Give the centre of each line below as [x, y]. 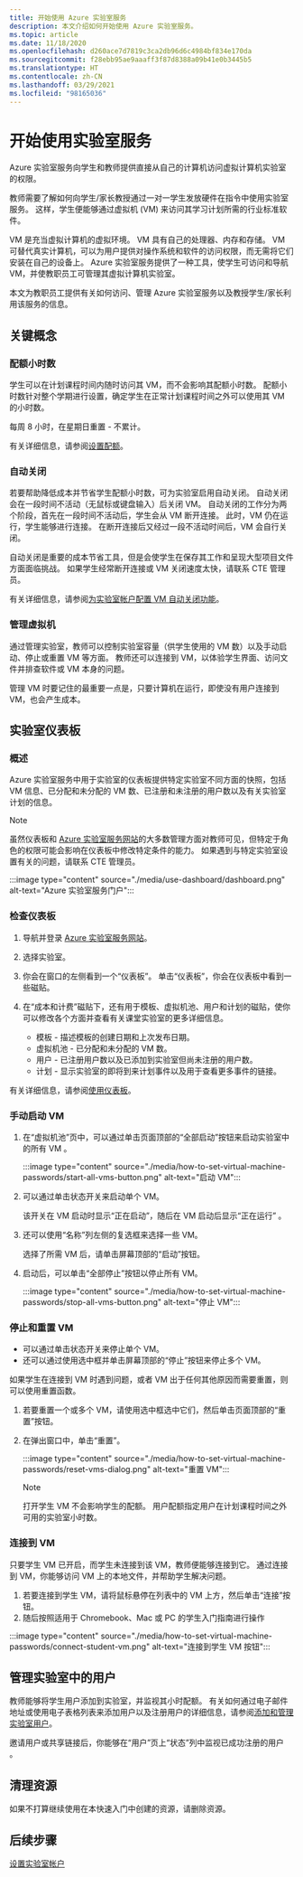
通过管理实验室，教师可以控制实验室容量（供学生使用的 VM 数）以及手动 [144, 646]
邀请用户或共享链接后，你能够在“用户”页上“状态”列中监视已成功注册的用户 [147, 1743]
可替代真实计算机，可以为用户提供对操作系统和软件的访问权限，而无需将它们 [151, 251]
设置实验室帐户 [37, 1863]
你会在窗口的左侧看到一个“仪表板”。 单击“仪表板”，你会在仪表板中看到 [153, 976]
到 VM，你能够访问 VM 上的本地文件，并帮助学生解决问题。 [120, 1576]
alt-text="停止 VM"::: [202, 1302]
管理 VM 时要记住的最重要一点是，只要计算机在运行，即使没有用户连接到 [144, 688]
